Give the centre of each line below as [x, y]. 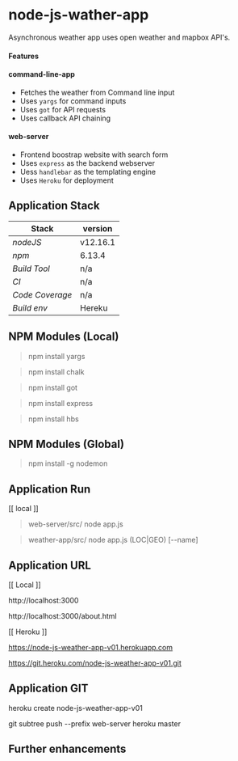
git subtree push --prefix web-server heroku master [95, 723]
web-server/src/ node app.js [75, 524]
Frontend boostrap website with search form [94, 154]
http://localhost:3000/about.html [63, 616]
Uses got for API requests [63, 109]
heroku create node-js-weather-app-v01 [75, 708]
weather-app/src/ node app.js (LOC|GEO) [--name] [113, 540]
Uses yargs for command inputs [73, 101]
